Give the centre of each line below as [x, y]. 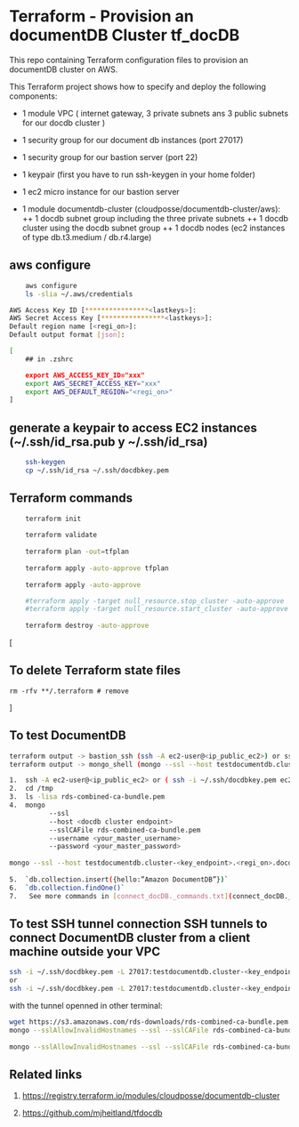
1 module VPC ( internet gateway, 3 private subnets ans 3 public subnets [155, 113]
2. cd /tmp [31, 789]
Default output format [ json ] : [67, 335]
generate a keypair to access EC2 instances [133, 427]
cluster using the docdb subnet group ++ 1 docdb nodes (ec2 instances [154, 228]
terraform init [53, 519]
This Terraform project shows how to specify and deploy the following [138, 86]
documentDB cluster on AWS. [64, 69]
